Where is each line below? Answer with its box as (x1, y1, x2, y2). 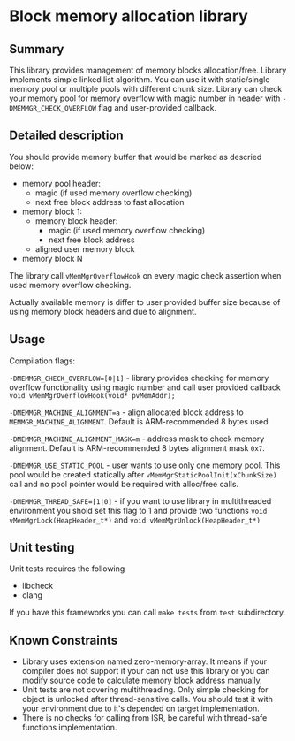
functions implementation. (21, 722, 117, 733)
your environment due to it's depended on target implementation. (21, 703, 260, 714)
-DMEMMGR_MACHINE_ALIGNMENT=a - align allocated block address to (9, 407, 245, 417)
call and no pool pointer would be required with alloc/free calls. (9, 478, 239, 489)
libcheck (21, 581, 54, 592)
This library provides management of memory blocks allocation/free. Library (9, 65, 287, 75)
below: (9, 161, 34, 172)
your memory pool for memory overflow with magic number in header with (9, 93, 281, 103)
